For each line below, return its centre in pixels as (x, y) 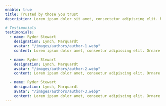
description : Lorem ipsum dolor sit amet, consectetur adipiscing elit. (82, 19)
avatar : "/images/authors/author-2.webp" (57, 69)
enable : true (19, 10)
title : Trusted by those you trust (42, 14)
